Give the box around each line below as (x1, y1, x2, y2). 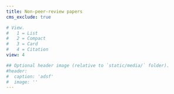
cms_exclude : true (6, 14, 51, 20)
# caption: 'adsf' (6, 73, 54, 79)
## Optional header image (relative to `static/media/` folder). (6, 62, 169, 68)
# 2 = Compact (6, 36, 46, 42)
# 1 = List (6, 30, 38, 36)
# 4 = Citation (6, 46, 49, 53)
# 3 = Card (6, 41, 38, 47)
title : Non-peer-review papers (6, 8, 83, 15)
